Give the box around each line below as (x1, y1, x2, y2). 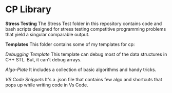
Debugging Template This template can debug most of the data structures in (5, 51, 167, 57)
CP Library (5, 4, 51, 15)
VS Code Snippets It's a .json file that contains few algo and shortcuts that (5, 76, 163, 82)
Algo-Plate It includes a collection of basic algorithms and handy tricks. (5, 66, 157, 73)
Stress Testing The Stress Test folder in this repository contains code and (5, 20, 162, 27)
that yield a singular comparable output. (5, 31, 90, 37)
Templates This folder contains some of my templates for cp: (5, 41, 135, 47)
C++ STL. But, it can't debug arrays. (5, 56, 82, 62)
